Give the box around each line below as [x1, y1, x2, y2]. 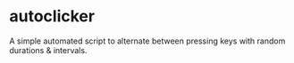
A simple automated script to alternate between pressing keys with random [9, 35, 286, 46]
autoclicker [9, 6, 96, 27]
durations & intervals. [9, 44, 88, 55]
